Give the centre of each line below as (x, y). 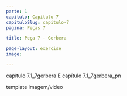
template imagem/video (35, 87)
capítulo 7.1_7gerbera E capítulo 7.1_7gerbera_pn (63, 76)
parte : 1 (17, 11)
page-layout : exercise (34, 49)
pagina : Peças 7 (26, 28)
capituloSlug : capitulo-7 (37, 22)
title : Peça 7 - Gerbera (36, 38)
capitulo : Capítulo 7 (32, 17)
